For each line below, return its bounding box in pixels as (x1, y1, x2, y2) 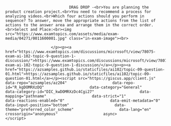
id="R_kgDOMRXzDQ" (5, 85, 44, 90)
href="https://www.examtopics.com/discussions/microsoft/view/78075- (5, 49, 156, 54)
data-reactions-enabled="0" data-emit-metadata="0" (5, 98, 160, 103)
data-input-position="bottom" (5, 103, 70, 108)
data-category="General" (89, 85, 142, 90)
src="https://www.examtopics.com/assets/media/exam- (5, 31, 120, 37)
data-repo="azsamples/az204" (5, 80, 67, 85)
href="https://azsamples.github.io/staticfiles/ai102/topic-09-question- (5, 67, 165, 72)
